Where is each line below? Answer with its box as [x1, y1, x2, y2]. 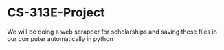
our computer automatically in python [7, 34, 113, 42]
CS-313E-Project [7, 5, 105, 21]
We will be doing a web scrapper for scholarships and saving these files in [7, 27, 218, 36]
